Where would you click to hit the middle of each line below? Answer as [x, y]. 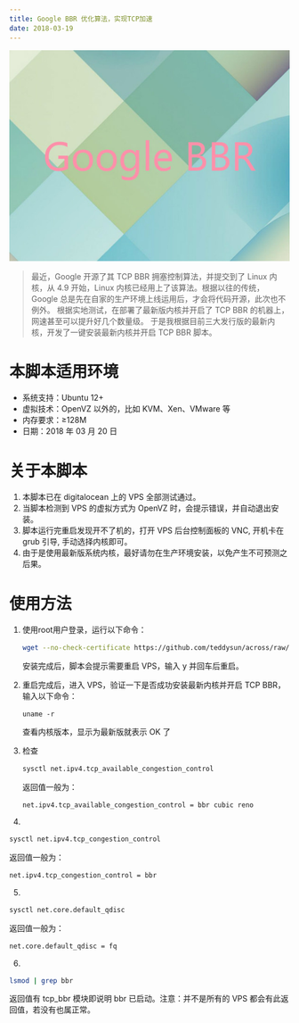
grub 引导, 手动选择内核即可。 [77, 542]
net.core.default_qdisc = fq [63, 946]
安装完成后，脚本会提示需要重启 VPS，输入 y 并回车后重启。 [133, 666]
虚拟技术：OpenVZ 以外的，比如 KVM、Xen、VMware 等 [126, 409]
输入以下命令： [49, 696]
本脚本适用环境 [64, 371]
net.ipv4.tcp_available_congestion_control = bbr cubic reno [138, 805]
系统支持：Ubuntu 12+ [63, 398]
